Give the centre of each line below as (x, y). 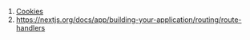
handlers (30, 28)
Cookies (30, 11)
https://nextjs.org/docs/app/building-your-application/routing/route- (129, 20)
